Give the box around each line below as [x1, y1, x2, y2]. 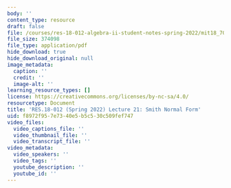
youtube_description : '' [13, 163, 85, 171]
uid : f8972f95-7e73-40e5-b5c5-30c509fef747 [7, 112, 134, 119]
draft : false [7, 23, 45, 30]
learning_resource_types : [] [7, 87, 91, 94]
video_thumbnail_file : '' [13, 132, 88, 138]
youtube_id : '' [13, 170, 57, 177]
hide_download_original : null [7, 55, 94, 62]
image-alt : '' [13, 81, 54, 87]
